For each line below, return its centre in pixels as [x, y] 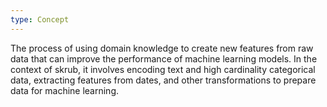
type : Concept [40, 19]
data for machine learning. [65, 90]
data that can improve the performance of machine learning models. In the [164, 58]
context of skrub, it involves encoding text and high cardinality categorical [163, 69]
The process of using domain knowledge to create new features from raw [162, 48]
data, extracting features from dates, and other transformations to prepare [163, 80]
